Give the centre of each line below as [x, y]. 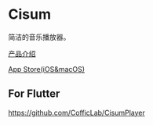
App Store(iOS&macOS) [46, 69]
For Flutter [34, 94]
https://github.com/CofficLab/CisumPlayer [76, 112]
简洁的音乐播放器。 [39, 37]
